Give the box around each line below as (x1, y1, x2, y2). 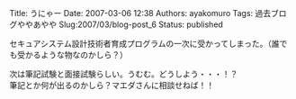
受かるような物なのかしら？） (16, 49, 128, 60)
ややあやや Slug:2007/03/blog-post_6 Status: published (16, 19, 223, 30)
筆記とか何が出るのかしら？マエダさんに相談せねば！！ (9, 80, 214, 90)
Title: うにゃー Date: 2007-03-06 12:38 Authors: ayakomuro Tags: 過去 (9, 8, 272, 18)
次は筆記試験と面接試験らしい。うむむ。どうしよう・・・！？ (9, 68, 238, 79)
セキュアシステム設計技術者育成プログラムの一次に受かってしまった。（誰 (9, 39, 281, 49)
